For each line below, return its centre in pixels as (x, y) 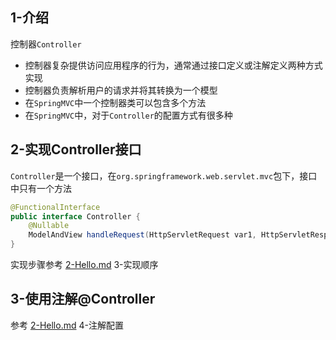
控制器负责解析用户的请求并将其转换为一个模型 (121, 90)
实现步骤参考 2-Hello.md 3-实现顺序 (84, 264)
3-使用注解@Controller (83, 299)
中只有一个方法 (41, 188)
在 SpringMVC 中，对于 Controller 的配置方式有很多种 (128, 115)
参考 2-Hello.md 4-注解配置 (67, 325)
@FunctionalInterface (55, 207)
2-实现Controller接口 (76, 149)
